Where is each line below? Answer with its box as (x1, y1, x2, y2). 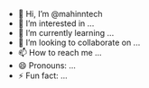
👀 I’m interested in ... (17, 18, 95, 29)
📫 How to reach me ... (17, 48, 102, 57)
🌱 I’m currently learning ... (17, 28, 115, 38)
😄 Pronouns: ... (17, 60, 77, 71)
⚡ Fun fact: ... (17, 70, 68, 81)
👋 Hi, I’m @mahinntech (17, 9, 103, 19)
